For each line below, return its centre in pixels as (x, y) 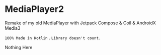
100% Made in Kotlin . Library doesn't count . (52, 38)
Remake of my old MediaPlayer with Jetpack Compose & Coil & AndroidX (80, 23)
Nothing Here (19, 47)
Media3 (13, 28)
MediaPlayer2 (34, 9)
